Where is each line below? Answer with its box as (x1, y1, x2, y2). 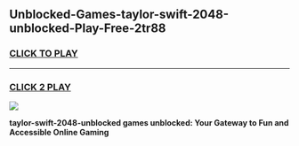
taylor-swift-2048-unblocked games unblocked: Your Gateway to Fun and (9, 117, 289, 127)
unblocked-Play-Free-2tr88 (9, 21, 166, 36)
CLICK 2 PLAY (9, 81, 71, 93)
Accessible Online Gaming (9, 127, 109, 137)
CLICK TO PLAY (9, 48, 78, 60)
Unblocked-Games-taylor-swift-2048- (9, 7, 230, 22)
